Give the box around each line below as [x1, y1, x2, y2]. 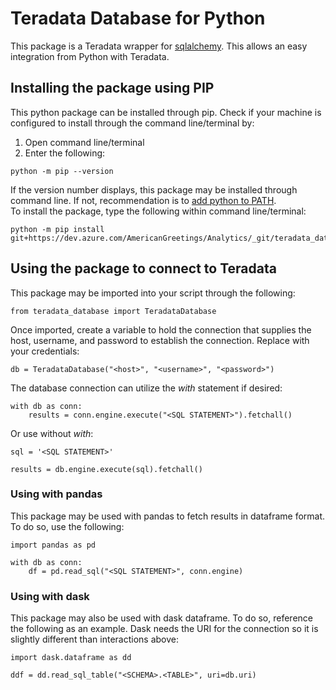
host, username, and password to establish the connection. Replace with [10, 334, 310, 346]
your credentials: [10, 345, 80, 357]
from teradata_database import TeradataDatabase [10, 306, 217, 316]
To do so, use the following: [10, 520, 125, 532]
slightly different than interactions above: [10, 633, 180, 646]
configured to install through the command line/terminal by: [10, 117, 255, 129]
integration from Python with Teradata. [10, 50, 170, 62]
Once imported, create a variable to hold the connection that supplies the [10, 323, 312, 336]
